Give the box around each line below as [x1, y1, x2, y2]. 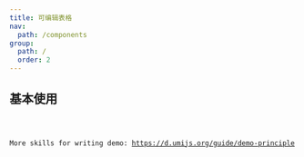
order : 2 [17, 55, 51, 64]
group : [9, 38, 35, 48]
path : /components [17, 30, 88, 39]
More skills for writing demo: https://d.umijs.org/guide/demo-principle [9, 138, 296, 148]
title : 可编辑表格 [9, 13, 73, 23]
